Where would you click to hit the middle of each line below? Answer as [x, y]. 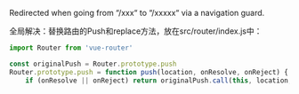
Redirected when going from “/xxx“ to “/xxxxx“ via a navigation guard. [137, 13]
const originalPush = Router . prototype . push [93, 64]
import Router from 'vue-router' [71, 48]
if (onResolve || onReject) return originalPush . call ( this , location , [159, 80]
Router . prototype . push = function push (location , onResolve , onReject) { [149, 72]
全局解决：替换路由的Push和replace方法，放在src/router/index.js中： [136, 31]
